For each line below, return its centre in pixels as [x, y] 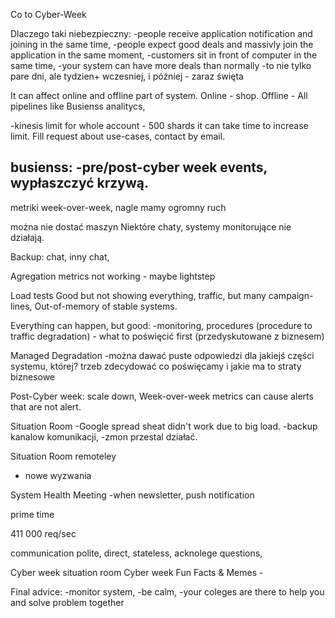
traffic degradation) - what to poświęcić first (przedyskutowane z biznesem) [167, 336]
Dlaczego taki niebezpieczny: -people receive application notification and [161, 33]
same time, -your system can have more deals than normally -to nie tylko [161, 65]
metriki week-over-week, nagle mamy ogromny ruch [118, 207]
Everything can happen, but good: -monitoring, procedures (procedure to [161, 325]
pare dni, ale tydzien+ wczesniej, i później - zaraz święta [127, 76]
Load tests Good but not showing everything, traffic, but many [138, 295]
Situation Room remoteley [63, 456]
